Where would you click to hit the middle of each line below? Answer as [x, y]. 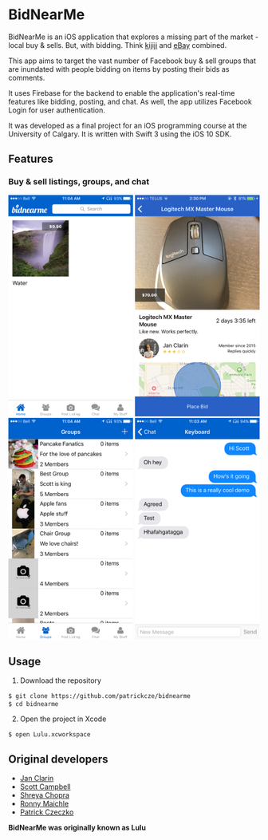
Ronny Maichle [44, 804]
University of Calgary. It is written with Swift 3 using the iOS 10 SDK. [120, 134]
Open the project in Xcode [63, 719]
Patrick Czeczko [47, 812]
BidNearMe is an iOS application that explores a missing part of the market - [134, 37]
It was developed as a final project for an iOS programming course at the [128, 125]
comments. [27, 77]
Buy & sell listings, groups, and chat [79, 182]
